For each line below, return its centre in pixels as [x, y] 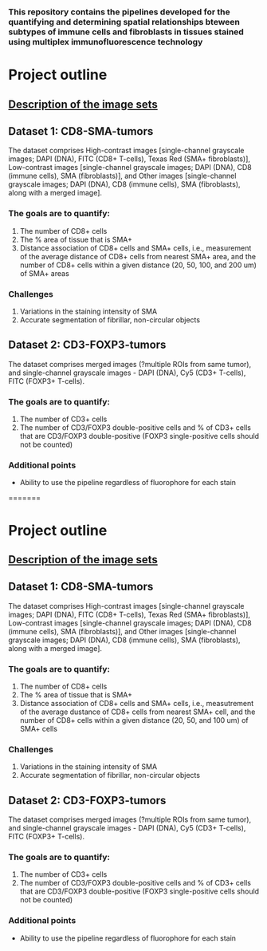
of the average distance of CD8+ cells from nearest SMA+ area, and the [138, 256]
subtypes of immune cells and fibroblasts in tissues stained [126, 32]
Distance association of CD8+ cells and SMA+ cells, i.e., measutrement [137, 703]
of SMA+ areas [44, 273]
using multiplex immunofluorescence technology [106, 41]
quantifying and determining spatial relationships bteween [124, 22]
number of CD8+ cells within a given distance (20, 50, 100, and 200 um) [138, 265]
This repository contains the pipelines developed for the [119, 12]
